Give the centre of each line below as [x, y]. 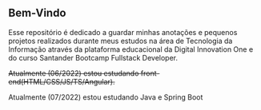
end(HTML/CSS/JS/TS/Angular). [62, 81]
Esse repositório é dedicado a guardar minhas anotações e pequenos [123, 32]
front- [150, 73]
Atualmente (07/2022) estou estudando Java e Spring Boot [106, 97]
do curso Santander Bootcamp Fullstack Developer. [93, 57]
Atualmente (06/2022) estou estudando [74, 73]
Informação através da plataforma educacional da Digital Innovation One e [131, 49]
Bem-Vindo [37, 13]
